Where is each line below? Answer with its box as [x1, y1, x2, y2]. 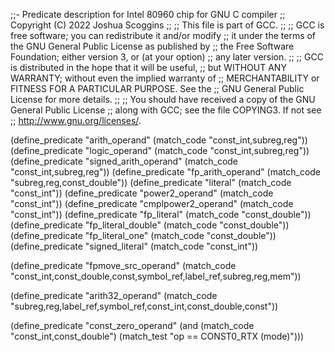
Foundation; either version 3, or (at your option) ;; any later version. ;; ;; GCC [10, 51, 324, 63]
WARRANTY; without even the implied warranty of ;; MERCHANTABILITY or [10, 72, 320, 84]
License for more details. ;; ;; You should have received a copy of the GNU [10, 94, 316, 105]
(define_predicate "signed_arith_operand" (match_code [10, 155, 239, 167]
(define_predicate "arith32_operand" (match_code [10, 290, 218, 301]
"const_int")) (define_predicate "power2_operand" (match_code [10, 187, 274, 199]
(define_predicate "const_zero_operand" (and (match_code [10, 320, 255, 331]
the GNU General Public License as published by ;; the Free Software [10, 40, 295, 52]
